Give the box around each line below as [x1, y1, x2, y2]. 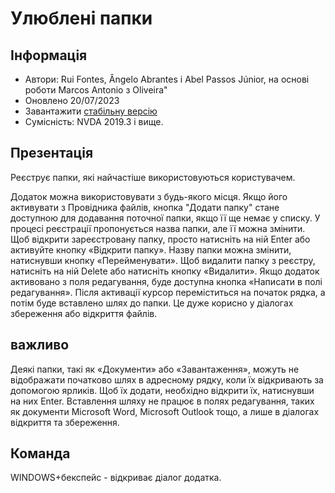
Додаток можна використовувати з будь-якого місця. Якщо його [10, 190, 288, 202]
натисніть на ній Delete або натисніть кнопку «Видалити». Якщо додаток [10, 265, 320, 277]
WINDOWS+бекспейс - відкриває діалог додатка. [10, 472, 222, 484]
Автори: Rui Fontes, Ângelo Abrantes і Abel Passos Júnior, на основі [24, 73, 310, 85]
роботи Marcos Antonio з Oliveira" [24, 84, 168, 96]
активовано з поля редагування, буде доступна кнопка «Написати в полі [10, 275, 323, 287]
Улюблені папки [10, 7, 153, 30]
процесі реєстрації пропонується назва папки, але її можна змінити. [10, 222, 306, 234]
